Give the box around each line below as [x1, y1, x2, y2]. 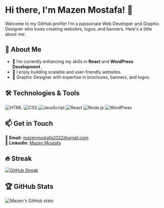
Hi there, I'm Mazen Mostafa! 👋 [5, 4, 133, 16]
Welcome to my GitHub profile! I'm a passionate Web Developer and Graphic [5, 21, 160, 27]
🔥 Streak [5, 154, 32, 163]
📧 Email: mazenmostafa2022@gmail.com [5, 135, 89, 141]
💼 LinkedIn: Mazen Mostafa [5, 140, 61, 146]
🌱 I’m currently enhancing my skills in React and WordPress [12, 59, 134, 64]
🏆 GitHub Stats [5, 182, 54, 191]
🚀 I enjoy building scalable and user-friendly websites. [12, 69, 122, 75]
